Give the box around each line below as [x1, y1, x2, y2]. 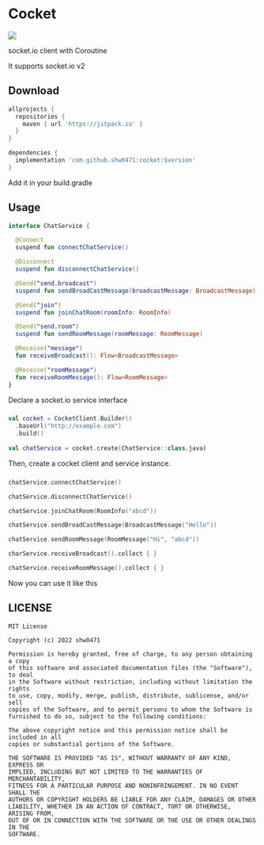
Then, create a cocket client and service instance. [8, 459, 172, 468]
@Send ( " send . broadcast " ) [15, 279, 97, 287]
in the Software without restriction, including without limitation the [8, 678, 253, 686]
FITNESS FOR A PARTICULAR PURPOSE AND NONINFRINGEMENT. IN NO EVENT [8, 782, 239, 790]
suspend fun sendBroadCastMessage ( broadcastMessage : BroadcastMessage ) [15, 287, 257, 295]
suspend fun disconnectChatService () [15, 265, 140, 273]
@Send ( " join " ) [15, 301, 62, 309]
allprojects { [8, 105, 55, 113]
